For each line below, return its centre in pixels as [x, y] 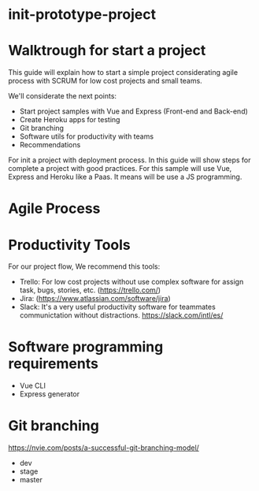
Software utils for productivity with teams [87, 136]
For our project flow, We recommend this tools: [84, 266]
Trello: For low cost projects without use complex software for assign [131, 282]
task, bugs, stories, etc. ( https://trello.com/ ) [90, 290]
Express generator [50, 394]
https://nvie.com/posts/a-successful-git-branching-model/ [104, 448]
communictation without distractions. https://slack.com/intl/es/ [121, 315]
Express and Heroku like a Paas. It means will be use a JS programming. [125, 177]
